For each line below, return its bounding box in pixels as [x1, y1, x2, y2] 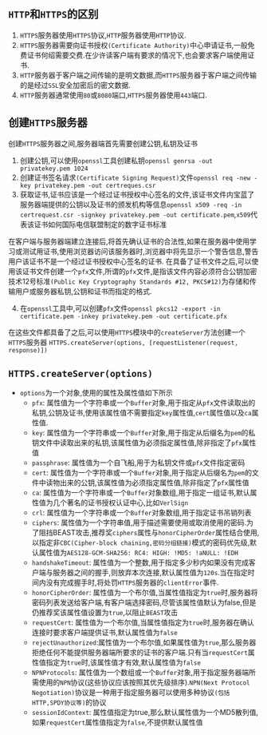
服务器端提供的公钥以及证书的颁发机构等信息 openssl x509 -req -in [19, 199, 242, 209]
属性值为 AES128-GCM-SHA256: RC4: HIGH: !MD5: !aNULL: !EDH [38, 548, 239, 558]
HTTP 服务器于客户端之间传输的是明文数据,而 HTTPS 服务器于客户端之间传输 [19, 70, 257, 80]
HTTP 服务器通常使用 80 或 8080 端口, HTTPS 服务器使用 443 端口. [19, 90, 207, 100]
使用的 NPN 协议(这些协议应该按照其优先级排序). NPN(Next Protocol [38, 677, 251, 687]
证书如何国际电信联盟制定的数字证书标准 [33, 219, 167, 229]
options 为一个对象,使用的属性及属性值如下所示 [19, 388, 173, 398]
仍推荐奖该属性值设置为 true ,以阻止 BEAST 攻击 [31, 608, 179, 618]
